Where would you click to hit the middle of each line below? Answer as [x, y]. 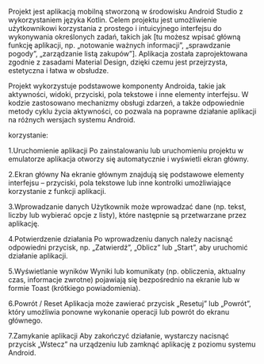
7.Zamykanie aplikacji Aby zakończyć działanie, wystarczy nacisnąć [119, 336]
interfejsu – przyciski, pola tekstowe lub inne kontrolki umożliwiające [120, 183]
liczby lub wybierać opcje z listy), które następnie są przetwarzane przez [128, 215]
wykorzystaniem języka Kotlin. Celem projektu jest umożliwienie [113, 20]
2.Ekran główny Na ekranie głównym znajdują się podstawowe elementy [126, 174]
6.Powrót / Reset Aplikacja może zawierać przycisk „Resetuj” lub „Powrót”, [130, 304]
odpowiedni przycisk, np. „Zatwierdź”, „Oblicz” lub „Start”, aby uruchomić [128, 247]
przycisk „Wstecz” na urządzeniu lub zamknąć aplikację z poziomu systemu [132, 344]
